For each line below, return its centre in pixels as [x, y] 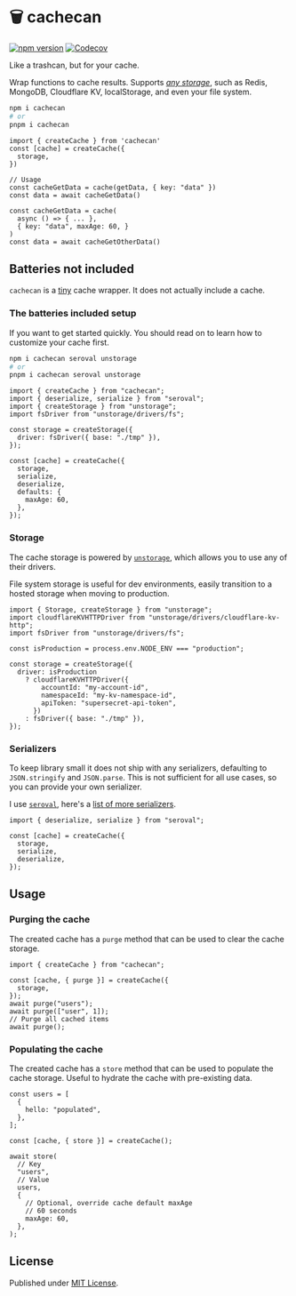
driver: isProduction [57, 672]
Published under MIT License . [64, 1283]
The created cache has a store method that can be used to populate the [141, 1068]
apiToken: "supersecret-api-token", [109, 703]
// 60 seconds [51, 1211]
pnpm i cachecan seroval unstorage [75, 375]
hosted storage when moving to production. [90, 593]
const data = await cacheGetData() [75, 195]
